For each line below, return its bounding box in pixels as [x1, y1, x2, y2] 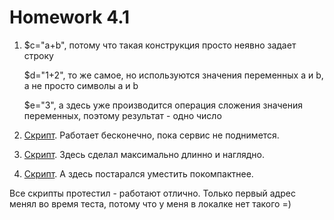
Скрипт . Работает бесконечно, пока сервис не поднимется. [23, 129, 280, 141]
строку [23, 49, 54, 61]
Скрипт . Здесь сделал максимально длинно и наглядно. [23, 148, 265, 160]
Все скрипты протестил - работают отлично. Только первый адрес [9, 187, 296, 199]
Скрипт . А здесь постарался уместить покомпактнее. [23, 167, 254, 180]
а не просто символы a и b [23, 79, 139, 91]
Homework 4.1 [9, 6, 131, 29]
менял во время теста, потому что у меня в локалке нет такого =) [9, 197, 292, 210]
